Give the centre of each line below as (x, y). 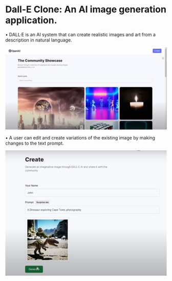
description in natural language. (39, 40)
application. (31, 20)
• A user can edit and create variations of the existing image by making (80, 137)
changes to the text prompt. (35, 143)
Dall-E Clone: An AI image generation (86, 9)
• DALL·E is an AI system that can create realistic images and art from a (81, 34)
